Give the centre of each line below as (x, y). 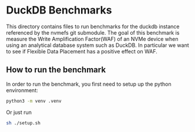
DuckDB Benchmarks (59, 10)
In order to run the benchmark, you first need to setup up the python (89, 84)
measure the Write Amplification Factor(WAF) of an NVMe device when (92, 39)
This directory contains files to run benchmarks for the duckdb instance (93, 26)
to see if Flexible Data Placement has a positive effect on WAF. (82, 51)
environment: (22, 90)
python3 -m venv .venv (34, 101)
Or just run (19, 112)
